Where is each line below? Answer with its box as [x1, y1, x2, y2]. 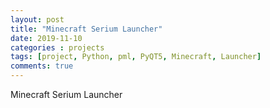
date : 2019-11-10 [10, 33, 83, 43]
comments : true [10, 61, 74, 71]
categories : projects [10, 42, 105, 53]
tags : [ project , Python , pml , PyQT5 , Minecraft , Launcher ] [10, 52, 262, 62]
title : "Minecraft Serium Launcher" [10, 24, 163, 34]
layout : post [10, 14, 65, 25]
